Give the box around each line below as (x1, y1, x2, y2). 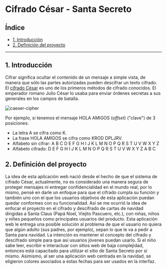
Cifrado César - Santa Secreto (5, 3, 132, 15)
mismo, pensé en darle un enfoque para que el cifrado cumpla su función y (5, 189, 160, 195)
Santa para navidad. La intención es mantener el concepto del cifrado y (5, 232, 152, 238)
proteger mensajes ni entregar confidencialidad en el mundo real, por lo (5, 184, 153, 190)
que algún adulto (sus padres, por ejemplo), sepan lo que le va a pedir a (5, 226, 153, 233)
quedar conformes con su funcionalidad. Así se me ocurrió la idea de (5, 200, 147, 206)
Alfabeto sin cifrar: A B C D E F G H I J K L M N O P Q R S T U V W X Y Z (12, 140, 160, 146)
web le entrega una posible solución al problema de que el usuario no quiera (5, 221, 162, 227)
